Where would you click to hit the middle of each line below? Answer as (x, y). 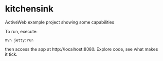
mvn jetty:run (19, 40)
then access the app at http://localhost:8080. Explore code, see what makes (81, 49)
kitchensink (29, 9)
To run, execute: (21, 31)
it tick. (11, 54)
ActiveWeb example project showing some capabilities (60, 22)
